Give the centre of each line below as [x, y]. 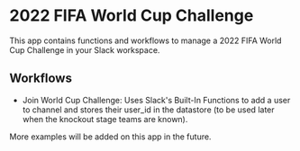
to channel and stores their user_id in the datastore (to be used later [148, 110]
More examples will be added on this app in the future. [110, 137]
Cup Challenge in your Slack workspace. [85, 49]
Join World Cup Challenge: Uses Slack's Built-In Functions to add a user [156, 100]
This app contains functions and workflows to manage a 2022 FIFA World [145, 40]
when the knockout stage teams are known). [105, 119]
